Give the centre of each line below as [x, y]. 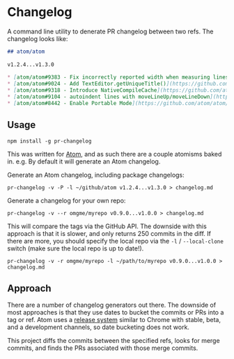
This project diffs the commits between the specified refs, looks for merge [114, 341]
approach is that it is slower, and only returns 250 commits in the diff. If [109, 233]
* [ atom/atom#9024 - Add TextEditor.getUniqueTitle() [87, 84]
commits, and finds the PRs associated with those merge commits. [103, 348]
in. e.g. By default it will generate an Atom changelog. [84, 161]
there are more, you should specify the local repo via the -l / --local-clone [116, 241]
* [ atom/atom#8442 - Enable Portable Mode [70, 103]
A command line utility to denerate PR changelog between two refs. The [110, 31]
